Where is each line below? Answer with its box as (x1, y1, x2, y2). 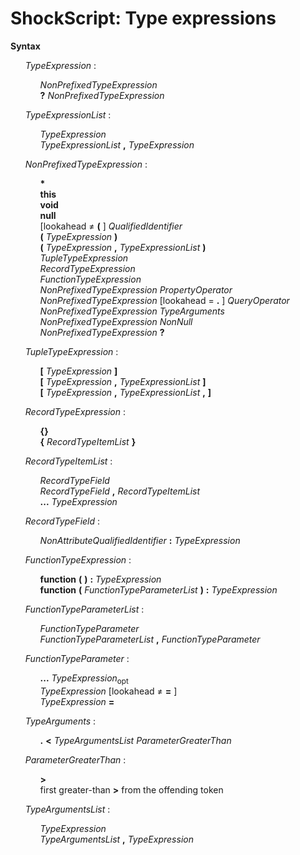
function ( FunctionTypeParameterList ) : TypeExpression (39, 583, 278, 596)
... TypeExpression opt (39, 672, 129, 686)
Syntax (10, 40, 41, 52)
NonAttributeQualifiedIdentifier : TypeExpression (39, 534, 241, 546)
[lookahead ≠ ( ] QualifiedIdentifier (39, 220, 183, 232)
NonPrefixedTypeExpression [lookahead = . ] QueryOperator (39, 294, 290, 306)
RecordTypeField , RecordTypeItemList (39, 485, 201, 497)
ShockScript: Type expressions (10, 7, 277, 30)
